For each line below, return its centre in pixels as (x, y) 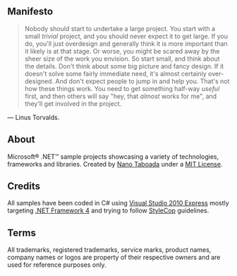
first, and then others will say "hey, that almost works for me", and (121, 96)
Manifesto (30, 12)
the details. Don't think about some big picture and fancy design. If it (124, 66)
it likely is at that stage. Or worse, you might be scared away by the (122, 51)
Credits (24, 186)
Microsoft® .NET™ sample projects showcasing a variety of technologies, (113, 156)
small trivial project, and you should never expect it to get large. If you (126, 36)
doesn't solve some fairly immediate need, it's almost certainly (115, 73)
